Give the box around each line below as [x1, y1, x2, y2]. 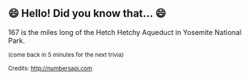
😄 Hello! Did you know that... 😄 [8, 7, 167, 20]
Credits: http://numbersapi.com [8, 64, 92, 72]
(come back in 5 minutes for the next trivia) [8, 50, 124, 58]
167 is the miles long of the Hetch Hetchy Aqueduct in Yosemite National [8, 27, 242, 37]
